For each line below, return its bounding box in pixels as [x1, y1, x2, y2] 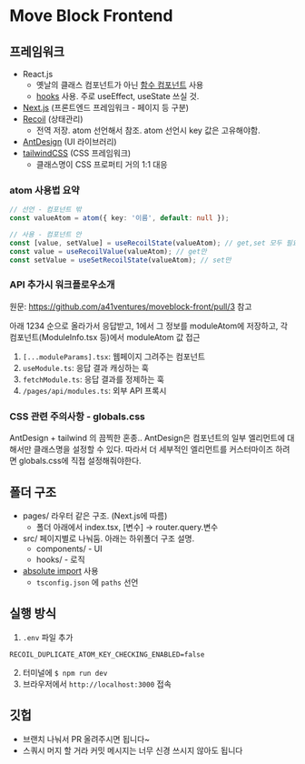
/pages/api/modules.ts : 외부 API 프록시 [22, 385, 167, 396]
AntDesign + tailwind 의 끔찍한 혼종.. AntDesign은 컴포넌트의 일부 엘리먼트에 [9, 433, 286, 444]
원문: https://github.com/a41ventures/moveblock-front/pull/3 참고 [9, 301, 252, 312]
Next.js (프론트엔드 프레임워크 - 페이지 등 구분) [22, 102, 189, 113]
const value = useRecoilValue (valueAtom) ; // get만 [9, 246, 207, 256]
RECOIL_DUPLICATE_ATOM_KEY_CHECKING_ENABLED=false [9, 649, 205, 659]
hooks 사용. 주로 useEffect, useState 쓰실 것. [35, 91, 200, 101]
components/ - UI [35, 543, 103, 554]
